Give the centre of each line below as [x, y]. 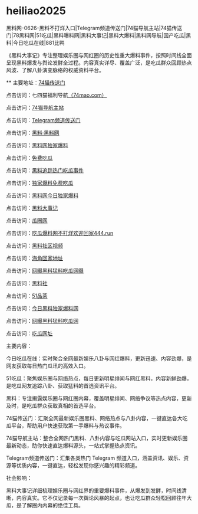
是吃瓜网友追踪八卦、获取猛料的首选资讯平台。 [63, 385]
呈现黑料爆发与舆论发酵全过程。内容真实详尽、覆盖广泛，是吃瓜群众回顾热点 [99, 63]
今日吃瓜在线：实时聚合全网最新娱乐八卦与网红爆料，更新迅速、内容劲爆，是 [99, 358]
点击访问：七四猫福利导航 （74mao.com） [57, 95]
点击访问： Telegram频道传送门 [43, 120]
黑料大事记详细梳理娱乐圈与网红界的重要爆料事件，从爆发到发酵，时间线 [94, 490]
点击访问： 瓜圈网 [27, 220]
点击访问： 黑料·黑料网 [33, 132]
